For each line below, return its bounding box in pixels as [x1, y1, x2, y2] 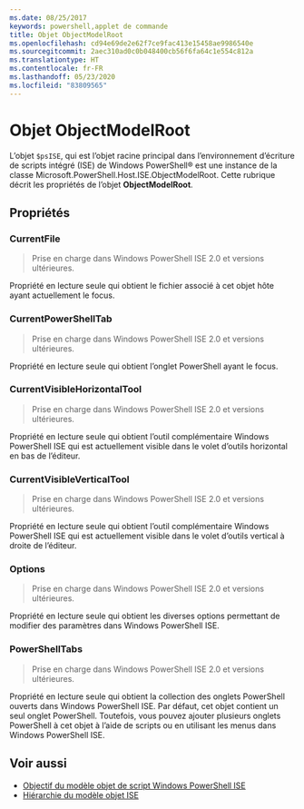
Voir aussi [9, 755, 67, 772]
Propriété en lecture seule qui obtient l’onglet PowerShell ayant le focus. [9, 360, 279, 371]
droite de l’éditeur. [9, 540, 77, 551]
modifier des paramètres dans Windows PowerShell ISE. [9, 620, 220, 631]
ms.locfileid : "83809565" [9, 81, 107, 90]
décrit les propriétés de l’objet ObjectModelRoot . [9, 179, 193, 190]
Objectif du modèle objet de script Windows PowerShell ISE [22, 780, 247, 791]
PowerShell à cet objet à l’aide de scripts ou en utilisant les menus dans [9, 719, 277, 731]
